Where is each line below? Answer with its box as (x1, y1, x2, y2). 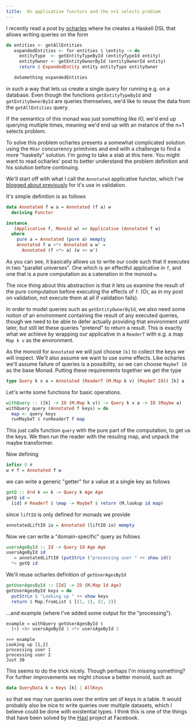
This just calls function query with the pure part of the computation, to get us (6, 427, 191, 434)
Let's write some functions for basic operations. (6, 388, 122, 395)
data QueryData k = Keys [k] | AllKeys (6, 685, 104, 691)
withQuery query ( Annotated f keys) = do (6, 405, 109, 411)
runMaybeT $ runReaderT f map (11, 417, 85, 422)
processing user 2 (6, 652, 51, 658)
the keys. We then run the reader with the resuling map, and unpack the (6, 433, 179, 440)
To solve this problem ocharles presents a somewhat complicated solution (6, 139, 185, 146)
